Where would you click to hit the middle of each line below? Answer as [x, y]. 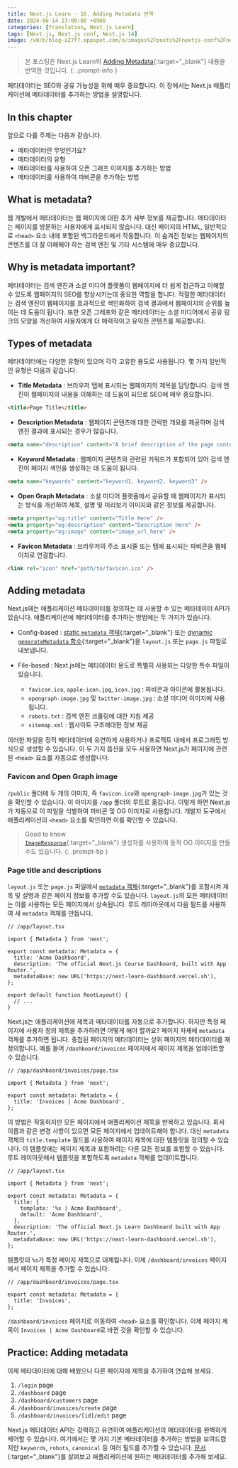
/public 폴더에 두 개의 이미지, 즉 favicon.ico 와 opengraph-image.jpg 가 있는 [114, 793]
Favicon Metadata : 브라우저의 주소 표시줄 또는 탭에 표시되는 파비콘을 [115, 546]
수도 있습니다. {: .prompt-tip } [66, 851]
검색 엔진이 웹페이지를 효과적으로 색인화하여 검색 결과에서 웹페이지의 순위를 [119, 303]
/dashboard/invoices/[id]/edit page [72, 1415]
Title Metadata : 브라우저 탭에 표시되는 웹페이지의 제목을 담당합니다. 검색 [120, 385]
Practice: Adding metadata [68, 1352]
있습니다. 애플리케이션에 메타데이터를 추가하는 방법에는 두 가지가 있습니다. [109, 617]
